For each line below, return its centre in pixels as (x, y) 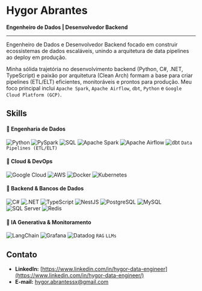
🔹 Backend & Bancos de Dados (45, 189)
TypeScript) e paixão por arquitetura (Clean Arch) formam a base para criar (100, 75)
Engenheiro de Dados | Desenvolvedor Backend (67, 27)
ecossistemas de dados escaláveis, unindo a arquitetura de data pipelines (98, 51)
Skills (17, 114)
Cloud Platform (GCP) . (34, 95)
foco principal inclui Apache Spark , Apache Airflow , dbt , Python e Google (94, 88)
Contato (22, 255)
